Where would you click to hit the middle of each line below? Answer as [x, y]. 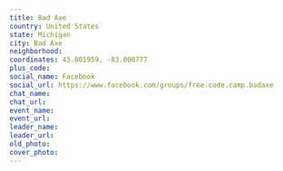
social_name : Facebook [52, 77]
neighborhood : [36, 52]
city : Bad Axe [36, 43]
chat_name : [30, 93]
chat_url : [28, 102]
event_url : [30, 119]
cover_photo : [34, 152]
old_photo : [30, 144]
